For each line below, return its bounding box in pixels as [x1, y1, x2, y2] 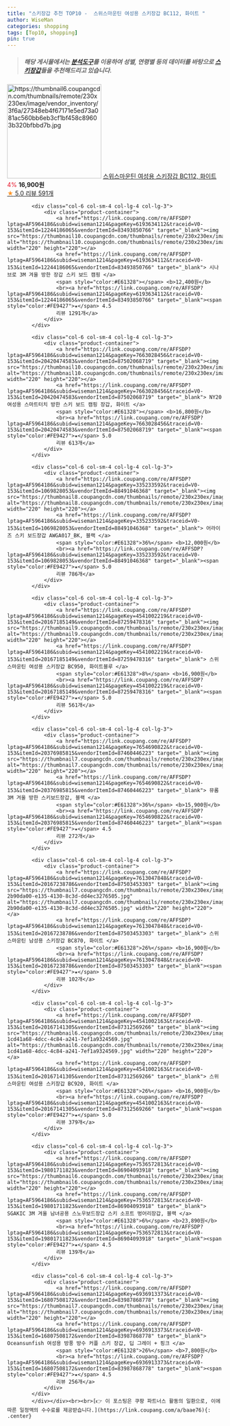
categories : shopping [7, 23, 69, 29]
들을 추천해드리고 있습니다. [40, 66, 112, 74]
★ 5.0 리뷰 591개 [7, 189, 54, 197]
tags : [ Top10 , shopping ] [7, 29, 78, 36]
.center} [7, 1413, 32, 1420]
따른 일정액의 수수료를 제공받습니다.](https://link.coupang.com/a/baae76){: [7, 1407, 211, 1414]
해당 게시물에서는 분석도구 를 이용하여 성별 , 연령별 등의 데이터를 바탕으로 [23, 58, 214, 66]
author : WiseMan [7, 16, 53, 23]
